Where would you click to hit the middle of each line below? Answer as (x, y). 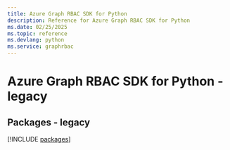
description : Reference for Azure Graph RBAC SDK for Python (99, 20)
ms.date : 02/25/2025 (38, 27)
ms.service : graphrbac (40, 46)
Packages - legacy (49, 122)
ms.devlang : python (36, 40)
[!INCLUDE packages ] (39, 139)
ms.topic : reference (38, 33)
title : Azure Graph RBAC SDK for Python (68, 14)
